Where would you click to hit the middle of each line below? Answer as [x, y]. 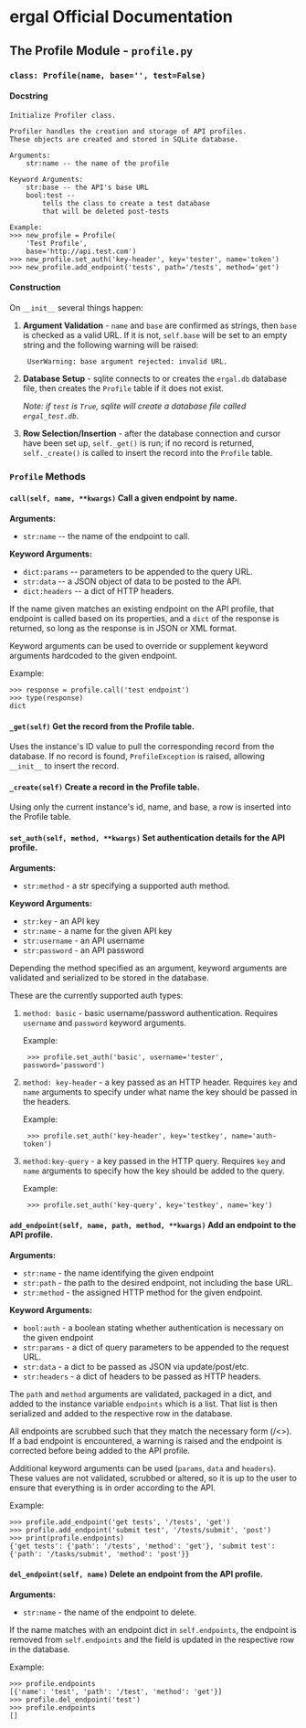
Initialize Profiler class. [63, 115]
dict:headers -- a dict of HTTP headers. [98, 591]
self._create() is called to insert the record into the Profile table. [148, 452]
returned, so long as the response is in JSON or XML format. [123, 629]
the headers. [47, 1101]
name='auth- [254, 1136]
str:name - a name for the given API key [97, 930]
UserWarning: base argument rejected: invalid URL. [127, 361]
